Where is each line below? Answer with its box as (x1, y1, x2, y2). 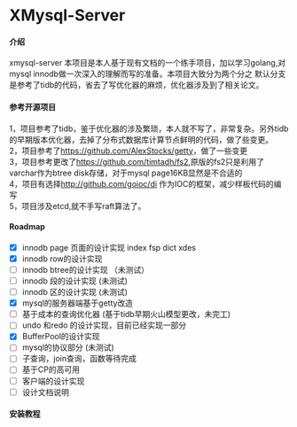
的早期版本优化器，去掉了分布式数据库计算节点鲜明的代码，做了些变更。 (9, 134, 273, 144)
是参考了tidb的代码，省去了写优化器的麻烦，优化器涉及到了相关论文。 (9, 80, 264, 90)
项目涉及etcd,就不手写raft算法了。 (21, 200, 146, 211)
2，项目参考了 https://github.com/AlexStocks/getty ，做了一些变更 (9, 145, 248, 156)
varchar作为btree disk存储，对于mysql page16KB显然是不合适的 (9, 167, 243, 178)
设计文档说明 (21, 386, 69, 397)
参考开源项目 (9, 101, 56, 112)
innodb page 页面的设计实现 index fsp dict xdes (21, 242, 197, 252)
